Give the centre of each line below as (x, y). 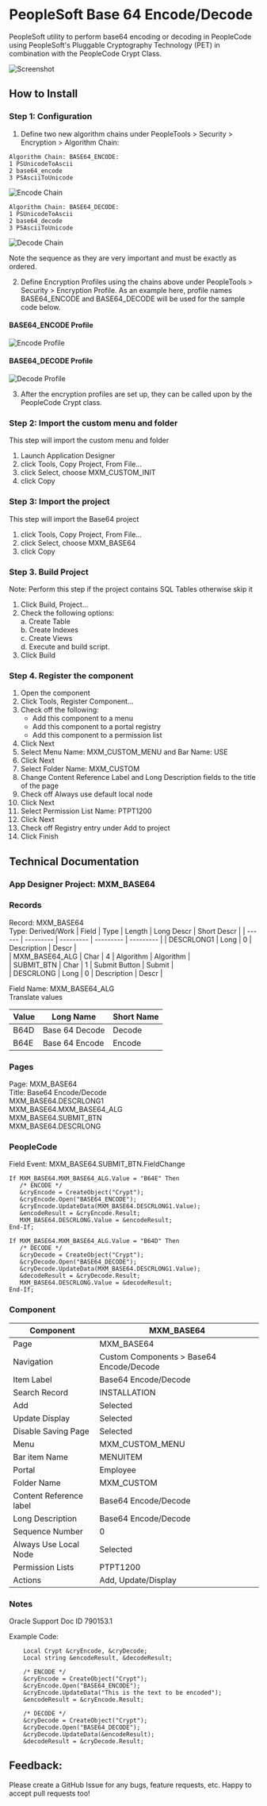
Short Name (136, 1017)
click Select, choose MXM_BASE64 (78, 542)
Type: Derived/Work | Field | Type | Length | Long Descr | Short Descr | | (127, 931)
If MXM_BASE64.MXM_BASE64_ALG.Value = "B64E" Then (94, 1179)
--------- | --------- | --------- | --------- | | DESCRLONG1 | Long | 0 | (138, 940)
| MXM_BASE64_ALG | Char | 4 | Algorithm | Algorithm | (100, 956)
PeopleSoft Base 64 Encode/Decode (131, 15)
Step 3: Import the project (59, 502)
